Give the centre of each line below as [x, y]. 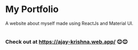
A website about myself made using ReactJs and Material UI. [69, 23]
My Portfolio [32, 9]
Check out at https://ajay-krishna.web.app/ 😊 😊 [66, 41]
